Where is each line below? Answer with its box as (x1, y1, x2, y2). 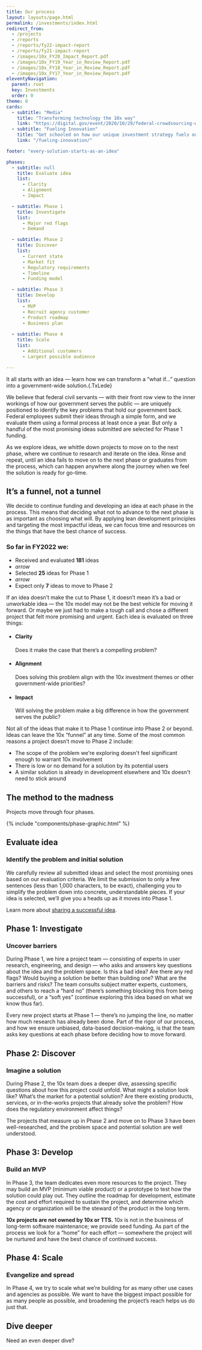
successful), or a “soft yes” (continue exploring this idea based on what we (6, 994, 192, 1001)
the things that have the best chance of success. (6, 528, 127, 535)
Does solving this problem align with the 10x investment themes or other (14, 674, 194, 681)
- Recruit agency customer (22, 309, 90, 315)
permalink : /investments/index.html (6, 20, 98, 26)
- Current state (22, 253, 63, 259)
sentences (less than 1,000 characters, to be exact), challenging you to (6, 882, 182, 889)
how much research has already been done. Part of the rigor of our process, (6, 1018, 195, 1025)
